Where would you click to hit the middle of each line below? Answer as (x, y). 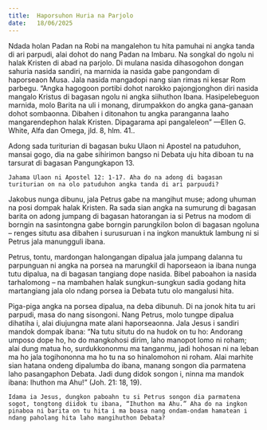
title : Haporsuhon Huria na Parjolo (71, 16)
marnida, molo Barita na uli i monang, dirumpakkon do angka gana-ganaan (131, 105)
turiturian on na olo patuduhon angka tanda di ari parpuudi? (114, 184)
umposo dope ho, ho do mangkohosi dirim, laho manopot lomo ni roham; (128, 340)
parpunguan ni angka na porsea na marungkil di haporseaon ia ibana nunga (132, 265)
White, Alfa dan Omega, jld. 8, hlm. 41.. (72, 130)
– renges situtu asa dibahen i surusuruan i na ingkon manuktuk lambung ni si (133, 233)
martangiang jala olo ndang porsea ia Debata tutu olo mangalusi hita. (121, 291)
